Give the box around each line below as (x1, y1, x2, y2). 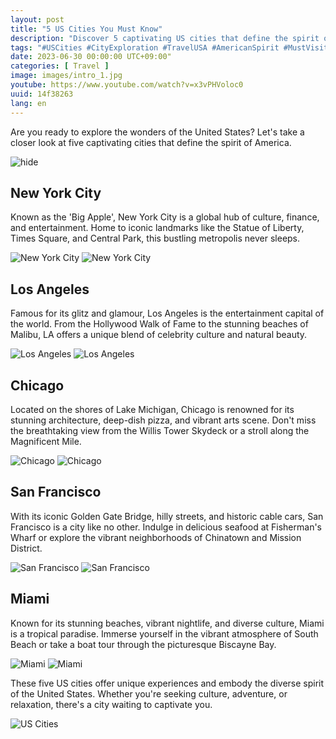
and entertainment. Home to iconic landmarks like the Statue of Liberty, (10, 222, 305, 234)
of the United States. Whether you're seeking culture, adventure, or (10, 687, 288, 700)
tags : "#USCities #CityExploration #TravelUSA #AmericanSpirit (10, 42, 280, 53)
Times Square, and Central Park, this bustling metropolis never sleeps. (10, 232, 301, 245)
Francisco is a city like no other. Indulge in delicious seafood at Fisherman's (10, 521, 322, 533)
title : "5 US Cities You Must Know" (10, 24, 163, 34)
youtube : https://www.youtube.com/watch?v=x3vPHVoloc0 (10, 80, 244, 90)
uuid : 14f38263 (10, 89, 74, 99)
